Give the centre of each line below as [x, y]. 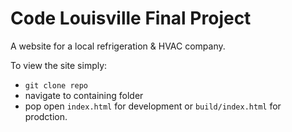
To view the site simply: [59, 65]
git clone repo [56, 85]
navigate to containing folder [84, 95]
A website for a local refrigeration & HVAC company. [118, 46]
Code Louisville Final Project [131, 18]
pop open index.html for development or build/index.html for [153, 106]
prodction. [46, 116]
